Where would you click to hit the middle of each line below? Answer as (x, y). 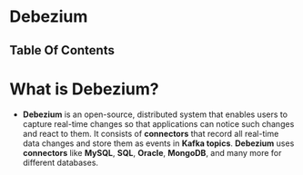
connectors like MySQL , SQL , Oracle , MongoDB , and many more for (152, 152)
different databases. (60, 162)
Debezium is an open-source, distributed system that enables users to (155, 114)
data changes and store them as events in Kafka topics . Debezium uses (158, 143)
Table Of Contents (62, 50)
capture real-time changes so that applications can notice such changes (158, 123)
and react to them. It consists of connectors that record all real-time (151, 133)
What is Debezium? (84, 89)
